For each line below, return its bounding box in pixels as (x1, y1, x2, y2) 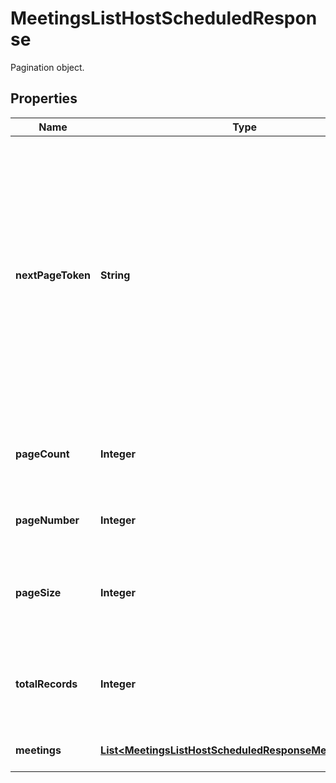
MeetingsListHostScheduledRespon (10, 7, 318, 30)
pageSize (15, 585, 62, 599)
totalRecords (15, 677, 78, 691)
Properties (10, 90, 78, 107)
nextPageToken (15, 268, 92, 282)
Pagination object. (10, 61, 85, 73)
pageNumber (15, 513, 80, 527)
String (100, 268, 131, 282)
